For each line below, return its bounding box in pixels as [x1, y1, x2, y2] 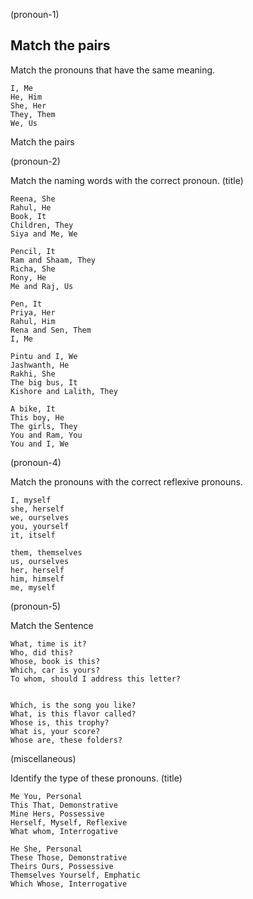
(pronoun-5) [10, 600, 62, 612]
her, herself [10, 565, 65, 575]
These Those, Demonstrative [10, 852, 128, 863]
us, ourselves [10, 556, 70, 566]
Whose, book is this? [10, 656, 101, 666]
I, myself [10, 495, 52, 505]
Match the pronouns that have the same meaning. [10, 64, 216, 76]
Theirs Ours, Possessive [10, 861, 114, 871]
